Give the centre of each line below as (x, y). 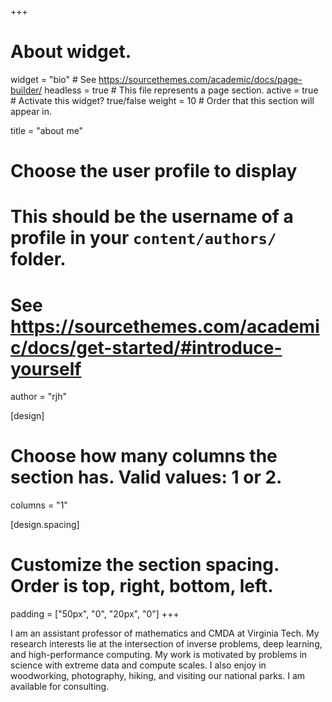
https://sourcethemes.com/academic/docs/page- (200, 79)
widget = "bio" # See (53, 79)
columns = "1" (39, 505)
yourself (46, 368)
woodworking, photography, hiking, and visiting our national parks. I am (158, 676)
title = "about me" (47, 130)
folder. (38, 259)
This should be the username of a (152, 217)
